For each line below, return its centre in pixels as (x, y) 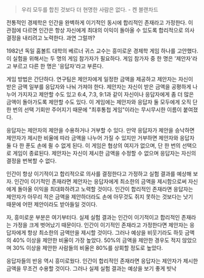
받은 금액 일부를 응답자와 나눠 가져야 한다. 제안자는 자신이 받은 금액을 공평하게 (99, 87)
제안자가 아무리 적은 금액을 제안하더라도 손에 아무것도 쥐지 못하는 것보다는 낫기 (100, 197)
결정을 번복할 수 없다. (31, 161)
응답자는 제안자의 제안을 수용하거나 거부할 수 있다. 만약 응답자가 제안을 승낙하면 (100, 130)
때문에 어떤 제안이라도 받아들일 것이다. (52, 204)
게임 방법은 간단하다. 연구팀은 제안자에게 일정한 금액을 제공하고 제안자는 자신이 (100, 79)
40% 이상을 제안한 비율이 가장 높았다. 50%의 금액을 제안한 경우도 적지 (97, 240)
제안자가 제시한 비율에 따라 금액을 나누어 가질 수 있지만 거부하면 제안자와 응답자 (100, 138)
